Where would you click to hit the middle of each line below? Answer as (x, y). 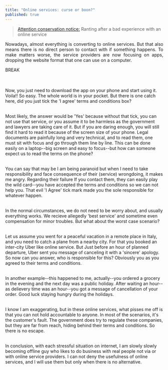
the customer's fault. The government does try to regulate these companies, (84, 320)
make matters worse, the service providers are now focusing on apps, (84, 55)
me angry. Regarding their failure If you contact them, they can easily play (81, 179)
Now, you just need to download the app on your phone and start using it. (81, 90)
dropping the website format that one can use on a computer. (68, 60)
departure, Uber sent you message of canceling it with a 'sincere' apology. (82, 252)
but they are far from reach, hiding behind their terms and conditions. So (80, 325)
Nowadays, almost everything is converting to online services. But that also (84, 44)
